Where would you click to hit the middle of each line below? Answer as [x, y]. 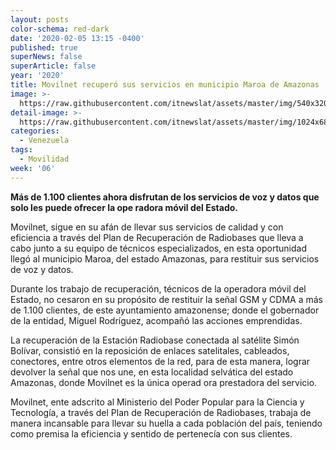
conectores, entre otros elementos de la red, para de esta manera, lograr [160, 361]
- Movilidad [44, 159]
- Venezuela [44, 141]
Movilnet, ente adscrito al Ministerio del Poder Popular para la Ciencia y [157, 402]
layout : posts [40, 19]
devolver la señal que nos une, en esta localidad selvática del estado [152, 372]
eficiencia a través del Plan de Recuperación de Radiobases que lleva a [157, 237]
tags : [21, 150]
